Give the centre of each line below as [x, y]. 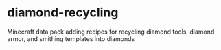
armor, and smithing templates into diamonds [71, 38]
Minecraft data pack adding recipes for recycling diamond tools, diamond [111, 32]
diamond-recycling [63, 13]
